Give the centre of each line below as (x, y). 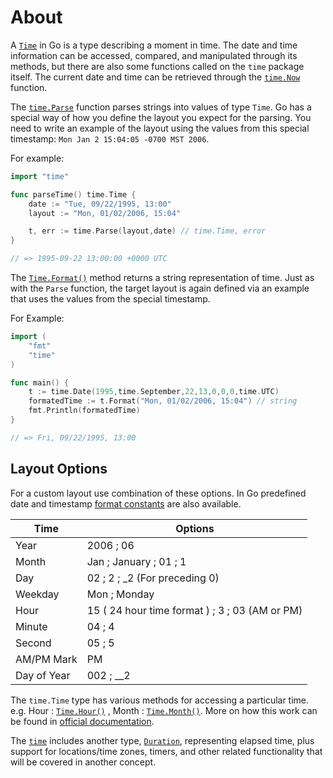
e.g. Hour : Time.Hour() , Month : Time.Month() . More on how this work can (164, 710)
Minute (31, 626)
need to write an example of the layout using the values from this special (160, 128)
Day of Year (43, 675)
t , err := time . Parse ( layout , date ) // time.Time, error (147, 231)
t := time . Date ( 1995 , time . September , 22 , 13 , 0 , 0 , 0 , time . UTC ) (154, 392)
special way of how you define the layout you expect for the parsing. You (161, 117)
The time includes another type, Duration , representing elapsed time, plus (162, 740)
